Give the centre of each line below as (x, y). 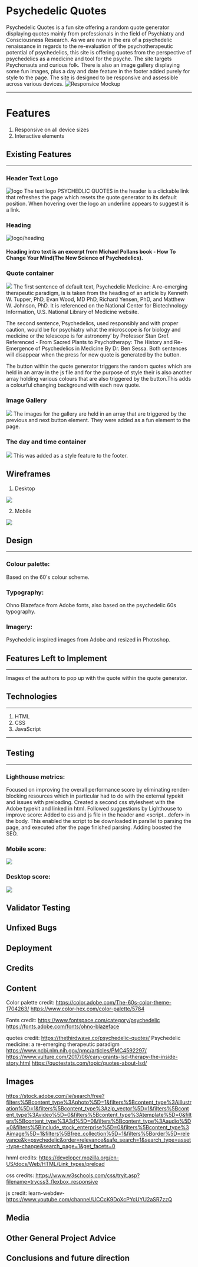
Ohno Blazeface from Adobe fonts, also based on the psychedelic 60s (91, 605)
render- (181, 790)
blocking (17, 796)
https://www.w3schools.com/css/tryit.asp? (88, 1175)
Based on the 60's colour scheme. (48, 577)
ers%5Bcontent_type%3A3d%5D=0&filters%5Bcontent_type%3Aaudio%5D (99, 1121)
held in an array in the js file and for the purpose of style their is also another (99, 372)
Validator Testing (38, 908)
